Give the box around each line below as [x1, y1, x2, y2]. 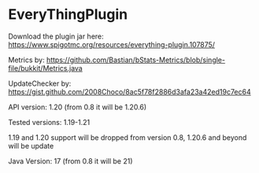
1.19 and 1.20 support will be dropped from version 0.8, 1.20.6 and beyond [8, 132, 247, 142]
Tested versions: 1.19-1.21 [8, 117, 91, 127]
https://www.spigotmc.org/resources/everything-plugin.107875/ [8, 39, 215, 49]
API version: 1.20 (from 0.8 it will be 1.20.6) [8, 102, 147, 112]
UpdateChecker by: [8, 79, 72, 88]
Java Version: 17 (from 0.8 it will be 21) [8, 156, 133, 166]
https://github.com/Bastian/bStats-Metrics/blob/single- [46, 55, 226, 64]
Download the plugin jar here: [8, 31, 104, 41]
